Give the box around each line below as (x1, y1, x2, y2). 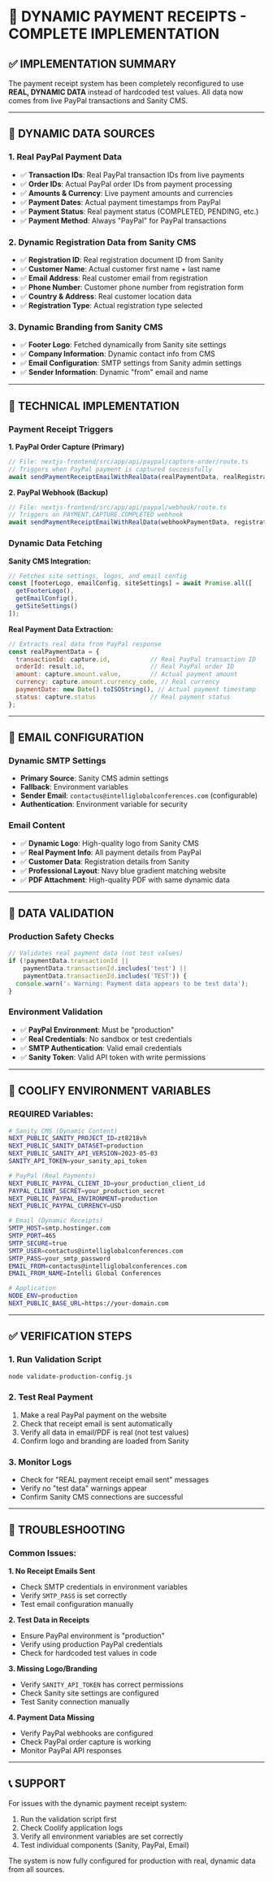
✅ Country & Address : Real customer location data (19, 291, 193, 301)
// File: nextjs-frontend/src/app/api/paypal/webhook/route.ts (8, 503, 227, 512)
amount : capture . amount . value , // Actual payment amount (15, 670, 238, 678)
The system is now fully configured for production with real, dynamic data (8, 1856, 256, 1866)
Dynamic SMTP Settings (8, 755, 106, 766)
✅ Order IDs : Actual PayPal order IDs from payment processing (19, 179, 233, 189)
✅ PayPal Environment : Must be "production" (19, 1025, 175, 1034)
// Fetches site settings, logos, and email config (8, 572, 187, 580)
